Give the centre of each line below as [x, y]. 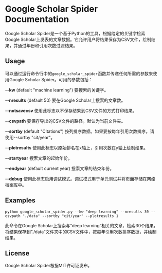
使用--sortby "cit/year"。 [30, 137]
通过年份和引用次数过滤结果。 [48, 45]
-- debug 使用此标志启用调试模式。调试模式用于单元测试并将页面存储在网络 [80, 179]
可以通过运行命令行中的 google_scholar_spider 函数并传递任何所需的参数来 [79, 73]
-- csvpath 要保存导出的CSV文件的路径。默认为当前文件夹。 [65, 121]
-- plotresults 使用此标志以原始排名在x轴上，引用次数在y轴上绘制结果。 [77, 147]
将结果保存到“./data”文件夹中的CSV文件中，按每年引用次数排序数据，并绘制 [81, 232]
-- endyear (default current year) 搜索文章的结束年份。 [60, 168]
